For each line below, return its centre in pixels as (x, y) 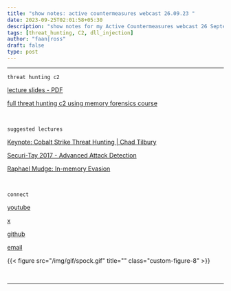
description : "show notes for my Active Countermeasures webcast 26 (107, 26)
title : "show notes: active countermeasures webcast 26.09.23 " (101, 13)
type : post (23, 52)
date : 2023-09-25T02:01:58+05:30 (55, 20)
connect (18, 194)
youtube (19, 207)
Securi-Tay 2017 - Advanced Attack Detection (72, 155)
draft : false (26, 45)
